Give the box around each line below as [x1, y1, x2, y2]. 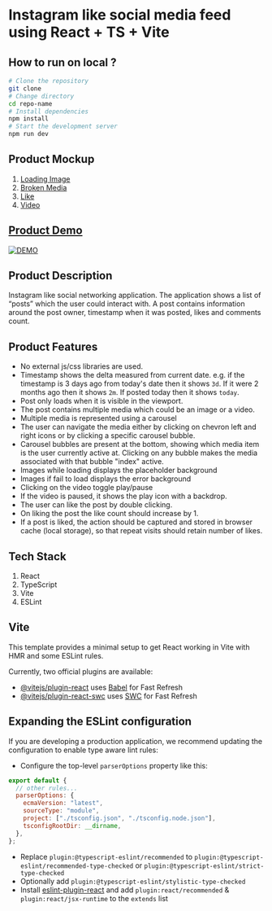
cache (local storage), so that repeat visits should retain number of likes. [19, 526, 263, 536]
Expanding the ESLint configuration [8, 715, 192, 729]
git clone [8, 84, 42, 93]
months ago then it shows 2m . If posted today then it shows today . [19, 388, 240, 397]
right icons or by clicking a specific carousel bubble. [19, 431, 196, 440]
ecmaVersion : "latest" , [23, 799, 104, 808]
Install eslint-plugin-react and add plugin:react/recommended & [19, 885, 230, 895]
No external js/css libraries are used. [19, 361, 144, 371]
